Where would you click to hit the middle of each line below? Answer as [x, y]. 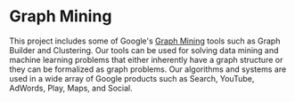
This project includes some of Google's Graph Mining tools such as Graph [145, 41]
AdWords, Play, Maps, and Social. [71, 88]
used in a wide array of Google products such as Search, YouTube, [132, 78]
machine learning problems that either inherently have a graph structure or [146, 59]
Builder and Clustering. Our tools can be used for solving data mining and [144, 50]
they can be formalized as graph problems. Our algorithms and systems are [148, 69]
